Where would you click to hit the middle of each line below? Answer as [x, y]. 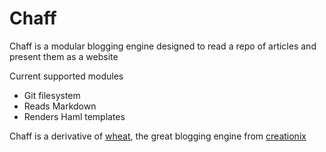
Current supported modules [66, 76]
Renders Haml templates [74, 116]
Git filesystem [52, 95]
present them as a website [64, 56]
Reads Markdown [60, 106]
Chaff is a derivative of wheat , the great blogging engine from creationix [158, 136]
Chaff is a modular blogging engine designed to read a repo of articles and [163, 46]
